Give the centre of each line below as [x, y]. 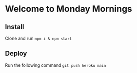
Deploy [16, 53]
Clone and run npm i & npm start [39, 38]
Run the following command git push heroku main [56, 65]
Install [15, 27]
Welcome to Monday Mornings [69, 9]
